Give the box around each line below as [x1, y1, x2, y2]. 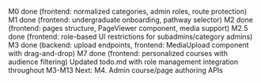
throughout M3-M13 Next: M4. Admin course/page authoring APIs [8, 66, 223, 74]
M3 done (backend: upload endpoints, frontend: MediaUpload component [8, 40, 249, 50]
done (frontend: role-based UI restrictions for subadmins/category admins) [8, 32, 253, 41]
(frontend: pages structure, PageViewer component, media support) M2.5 [8, 24, 248, 32]
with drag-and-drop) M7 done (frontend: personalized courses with [8, 49, 228, 58]
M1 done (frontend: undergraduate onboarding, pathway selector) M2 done [8, 15, 253, 25]
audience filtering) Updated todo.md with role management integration [8, 57, 239, 66]
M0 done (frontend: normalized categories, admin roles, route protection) [8, 7, 248, 16]
